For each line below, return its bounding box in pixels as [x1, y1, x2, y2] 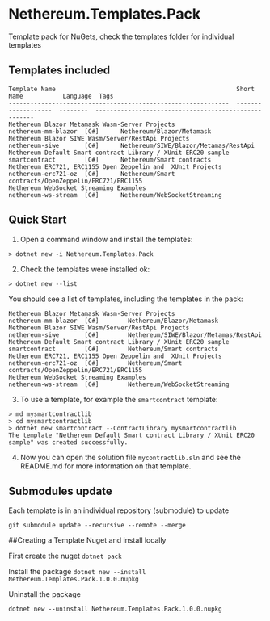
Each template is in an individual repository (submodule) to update [8, 506, 230, 515]
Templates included [8, 64, 111, 78]
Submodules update [8, 484, 113, 497]
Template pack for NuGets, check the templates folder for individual [8, 31, 234, 41]
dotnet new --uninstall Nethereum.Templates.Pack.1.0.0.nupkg [8, 605, 222, 614]
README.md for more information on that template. [19, 461, 192, 471]
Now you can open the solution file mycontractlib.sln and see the [19, 452, 241, 462]
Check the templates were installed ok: [19, 264, 150, 274]
